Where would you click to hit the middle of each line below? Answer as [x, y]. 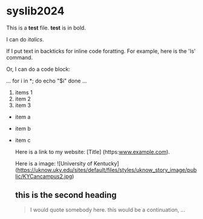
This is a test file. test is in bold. [46, 28]
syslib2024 [35, 11]
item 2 [23, 99]
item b [23, 128]
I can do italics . [25, 39]
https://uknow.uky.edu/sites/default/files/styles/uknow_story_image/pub [107, 170]
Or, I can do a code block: [38, 69]
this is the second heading [66, 195]
